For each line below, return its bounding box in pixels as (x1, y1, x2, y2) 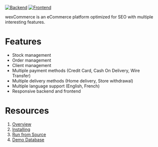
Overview (12, 121, 32, 127)
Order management (12, 57, 51, 63)
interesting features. (5, 19, 46, 25)
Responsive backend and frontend (12, 88, 81, 94)
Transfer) (12, 73, 31, 79)
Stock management (12, 52, 51, 58)
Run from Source (12, 131, 46, 137)
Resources (5, 105, 49, 116)
